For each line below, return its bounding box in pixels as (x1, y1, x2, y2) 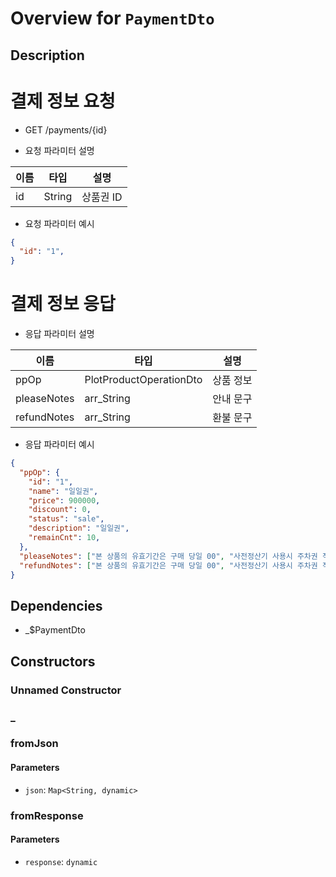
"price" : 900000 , (28, 495, 101, 506)
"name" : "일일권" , (28, 486, 99, 496)
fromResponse (10, 808, 84, 822)
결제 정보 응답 (10, 293, 116, 316)
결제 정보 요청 (10, 90, 116, 112)
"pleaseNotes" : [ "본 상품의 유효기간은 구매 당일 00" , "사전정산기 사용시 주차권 (19, 551, 318, 561)
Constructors (10, 653, 96, 670)
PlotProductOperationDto (84, 373, 203, 387)
